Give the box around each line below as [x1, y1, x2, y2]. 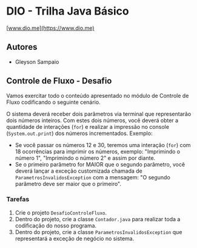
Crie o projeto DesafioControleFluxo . [15, 208, 107, 216]
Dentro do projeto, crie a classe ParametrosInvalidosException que [15, 228, 182, 235]
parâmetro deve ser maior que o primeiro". [15, 180, 122, 187]
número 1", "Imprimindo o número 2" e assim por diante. [15, 154, 156, 162]
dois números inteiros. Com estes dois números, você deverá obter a [6, 117, 179, 124]
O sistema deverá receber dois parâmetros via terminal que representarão [6, 110, 192, 117]
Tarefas [6, 195, 30, 204]
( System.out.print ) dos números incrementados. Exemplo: [6, 129, 153, 137]
